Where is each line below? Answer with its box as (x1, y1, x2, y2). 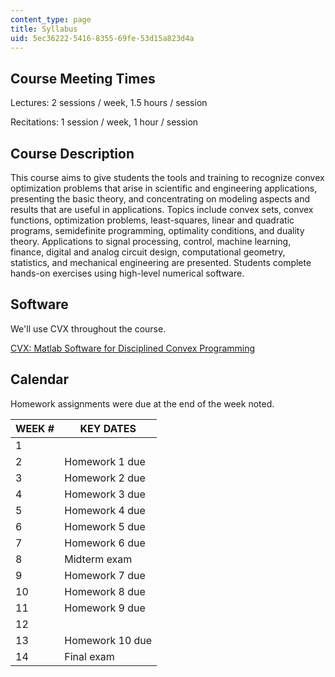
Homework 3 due (64, 487, 146, 501)
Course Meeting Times (10, 70, 156, 87)
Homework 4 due (64, 503, 146, 517)
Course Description (10, 145, 135, 162)
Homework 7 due (64, 568, 146, 582)
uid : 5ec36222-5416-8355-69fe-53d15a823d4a (10, 33, 195, 43)
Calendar (10, 371, 69, 388)
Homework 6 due (64, 536, 146, 550)
